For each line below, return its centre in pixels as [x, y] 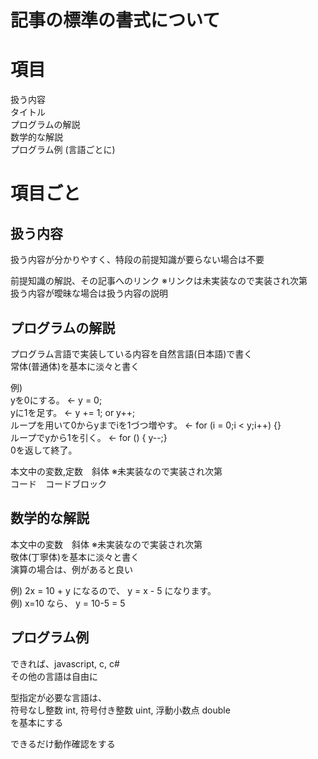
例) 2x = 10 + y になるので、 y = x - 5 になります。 [113, 590]
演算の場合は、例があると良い [71, 569]
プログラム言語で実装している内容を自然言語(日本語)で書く [131, 353]
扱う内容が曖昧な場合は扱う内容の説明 [89, 293]
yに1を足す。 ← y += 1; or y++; [73, 412]
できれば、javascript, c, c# [65, 663]
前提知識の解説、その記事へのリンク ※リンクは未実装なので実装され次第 [159, 281]
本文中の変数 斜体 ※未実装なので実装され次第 [106, 544]
